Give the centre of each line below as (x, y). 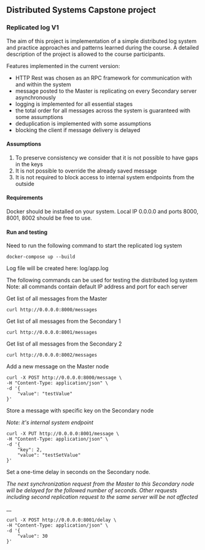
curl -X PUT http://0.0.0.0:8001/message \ (63, 434)
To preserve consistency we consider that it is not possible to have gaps (106, 157)
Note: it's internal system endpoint (50, 422)
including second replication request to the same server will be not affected (102, 497)
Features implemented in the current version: (63, 66)
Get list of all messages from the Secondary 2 (64, 344)
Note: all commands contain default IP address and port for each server (97, 287)
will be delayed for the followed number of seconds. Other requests (92, 490)
